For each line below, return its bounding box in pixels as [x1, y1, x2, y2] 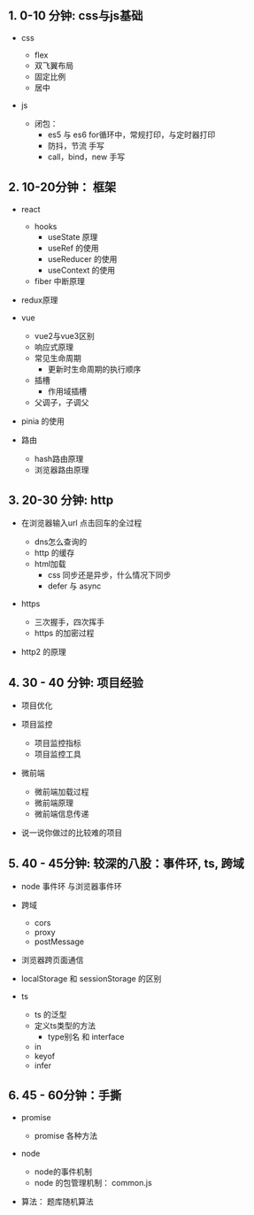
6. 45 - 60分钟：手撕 [8, 1088, 122, 1103]
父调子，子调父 [34, 396, 89, 407]
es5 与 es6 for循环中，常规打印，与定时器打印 [47, 129, 216, 140]
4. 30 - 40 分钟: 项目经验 [8, 675, 143, 690]
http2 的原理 [20, 647, 67, 657]
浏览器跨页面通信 [20, 955, 84, 965]
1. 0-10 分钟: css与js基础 [8, 8, 143, 24]
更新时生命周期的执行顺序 [47, 364, 142, 374]
